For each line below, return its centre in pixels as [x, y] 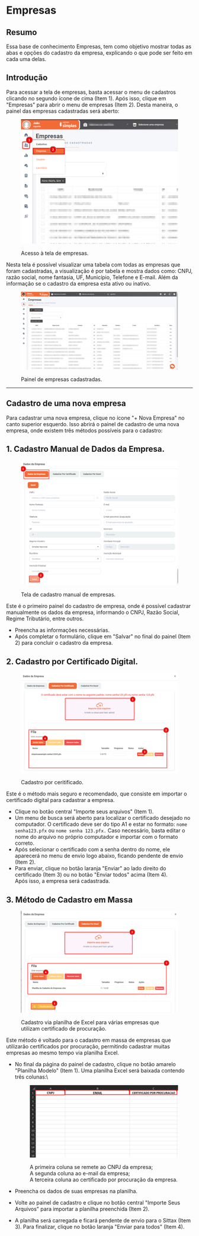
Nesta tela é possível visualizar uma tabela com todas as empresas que [93, 264]
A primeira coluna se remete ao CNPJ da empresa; [91, 1167]
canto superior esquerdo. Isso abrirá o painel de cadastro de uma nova [93, 424]
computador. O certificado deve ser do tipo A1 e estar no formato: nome [101, 824]
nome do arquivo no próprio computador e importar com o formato [96, 837]
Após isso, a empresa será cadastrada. [62, 881]
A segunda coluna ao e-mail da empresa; [80, 1174]
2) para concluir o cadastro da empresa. [64, 643]
